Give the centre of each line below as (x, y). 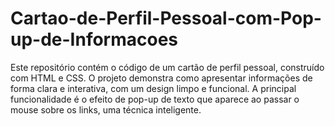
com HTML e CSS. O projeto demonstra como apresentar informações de (161, 78)
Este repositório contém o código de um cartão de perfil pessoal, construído (167, 67)
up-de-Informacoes (94, 39)
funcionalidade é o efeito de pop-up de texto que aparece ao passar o (155, 99)
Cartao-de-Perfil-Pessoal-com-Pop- (166, 18)
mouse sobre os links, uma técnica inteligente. (106, 109)
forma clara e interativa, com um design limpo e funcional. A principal (153, 88)
